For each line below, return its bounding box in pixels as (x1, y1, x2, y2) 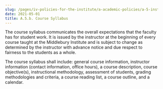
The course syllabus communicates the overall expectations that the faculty (5, 29, 157, 35)
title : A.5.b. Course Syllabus (5, 16, 68, 21)
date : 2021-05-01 (5, 12, 40, 16)
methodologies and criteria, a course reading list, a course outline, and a (5, 74, 150, 80)
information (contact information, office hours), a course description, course (5, 64, 158, 70)
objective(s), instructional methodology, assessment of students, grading (5, 69, 151, 75)
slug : (5, 7, 16, 12)
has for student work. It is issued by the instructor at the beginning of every (5, 34, 156, 40)
